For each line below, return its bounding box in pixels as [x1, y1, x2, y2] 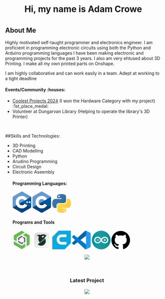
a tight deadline [5, 75, 37, 81]
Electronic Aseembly [12, 169, 55, 175]
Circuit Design [12, 164, 42, 169]
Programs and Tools [12, 220, 55, 225]
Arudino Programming [12, 158, 58, 164]
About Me [5, 26, 36, 35]
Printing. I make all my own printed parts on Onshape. [5, 61, 115, 67]
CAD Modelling [12, 148, 44, 153]
